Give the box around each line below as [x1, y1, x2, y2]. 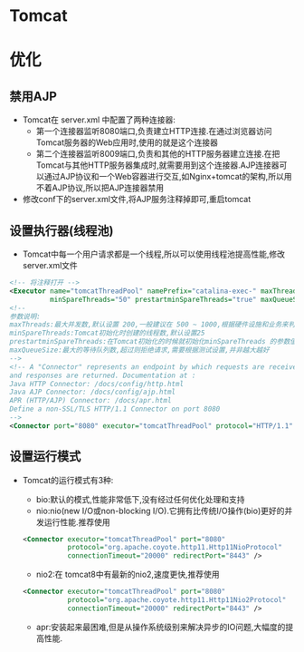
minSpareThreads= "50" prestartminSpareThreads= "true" [49, 295, 257, 304]
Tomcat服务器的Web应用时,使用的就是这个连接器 [35, 137, 219, 148]
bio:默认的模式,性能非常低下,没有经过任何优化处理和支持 [35, 493, 246, 504]
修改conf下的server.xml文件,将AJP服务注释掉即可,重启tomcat [22, 194, 252, 205]
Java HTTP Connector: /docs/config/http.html [9, 379, 184, 388]
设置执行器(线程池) [9, 223, 114, 238]
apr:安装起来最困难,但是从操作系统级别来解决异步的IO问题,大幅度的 [35, 621, 286, 632]
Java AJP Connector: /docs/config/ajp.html [9, 387, 176, 397]
